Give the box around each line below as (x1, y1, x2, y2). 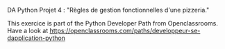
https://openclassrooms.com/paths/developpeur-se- (49, 27, 201, 35)
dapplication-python (7, 34, 66, 42)
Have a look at (7, 27, 49, 35)
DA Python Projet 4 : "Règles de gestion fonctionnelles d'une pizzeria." (7, 6, 210, 14)
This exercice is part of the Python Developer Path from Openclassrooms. (7, 19, 219, 27)
